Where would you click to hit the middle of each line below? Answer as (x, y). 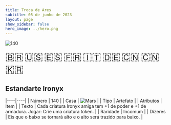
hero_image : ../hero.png (32, 29)
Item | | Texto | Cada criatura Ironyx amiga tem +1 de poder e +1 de (76, 106)
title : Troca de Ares (28, 10)
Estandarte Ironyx (35, 89)
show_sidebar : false (27, 24)
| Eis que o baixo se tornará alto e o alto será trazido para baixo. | (74, 117)
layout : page (19, 19)
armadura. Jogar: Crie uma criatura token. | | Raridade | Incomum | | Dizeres (85, 111)
